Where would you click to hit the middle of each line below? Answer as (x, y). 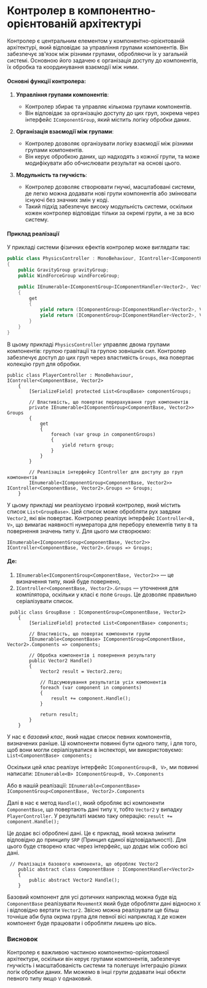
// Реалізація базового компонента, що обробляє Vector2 (84, 864)
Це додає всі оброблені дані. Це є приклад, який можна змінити (91, 833)
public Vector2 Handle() (61, 661)
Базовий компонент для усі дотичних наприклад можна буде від (92, 897)
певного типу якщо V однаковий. (50, 979)
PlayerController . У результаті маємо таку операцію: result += (90, 816)
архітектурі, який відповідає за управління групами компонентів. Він (97, 47)
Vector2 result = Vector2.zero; (81, 671)
